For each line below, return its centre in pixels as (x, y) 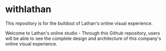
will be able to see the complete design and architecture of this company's (83, 38)
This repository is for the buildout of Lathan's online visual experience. (79, 23)
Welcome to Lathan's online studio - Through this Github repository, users (83, 33)
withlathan (28, 9)
